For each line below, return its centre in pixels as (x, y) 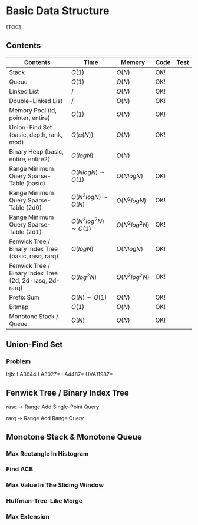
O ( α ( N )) (82, 135)
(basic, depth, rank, (36, 135)
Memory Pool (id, (33, 110)
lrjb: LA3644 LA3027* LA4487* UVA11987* (60, 374)
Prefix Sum (24, 297)
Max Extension (28, 517)
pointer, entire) (29, 118)
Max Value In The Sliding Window (55, 485)
